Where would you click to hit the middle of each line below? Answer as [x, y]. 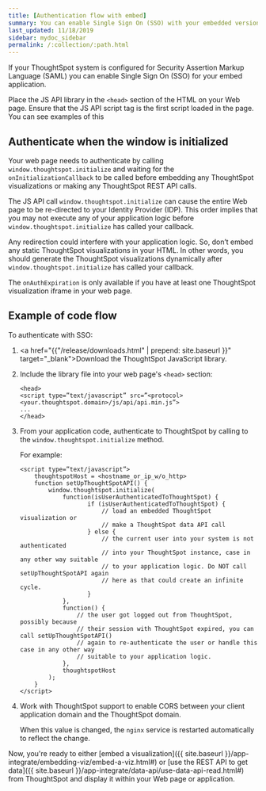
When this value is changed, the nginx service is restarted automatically [137, 729]
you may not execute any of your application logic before [101, 218]
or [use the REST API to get [203, 762]
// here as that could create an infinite [173, 580]
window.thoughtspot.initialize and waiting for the [91, 169]
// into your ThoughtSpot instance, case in [176, 552]
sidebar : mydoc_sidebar [47, 38]
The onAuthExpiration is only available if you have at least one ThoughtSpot [132, 282]
